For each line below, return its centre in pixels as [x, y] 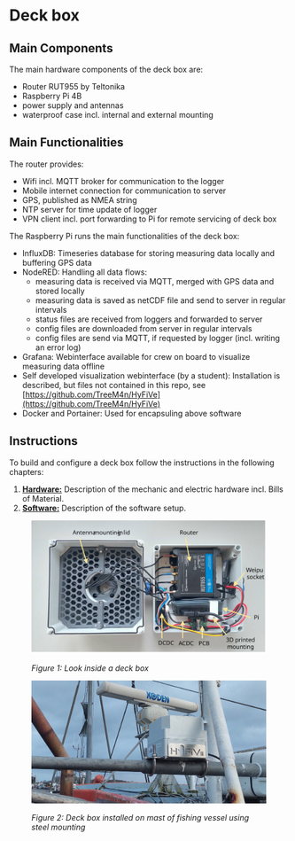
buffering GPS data [57, 262]
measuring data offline [63, 366]
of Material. [43, 498]
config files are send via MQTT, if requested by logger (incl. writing [158, 338]
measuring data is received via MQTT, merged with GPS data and [155, 281]
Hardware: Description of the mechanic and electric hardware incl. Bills [152, 489]
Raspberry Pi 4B [52, 96]
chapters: [27, 471]
